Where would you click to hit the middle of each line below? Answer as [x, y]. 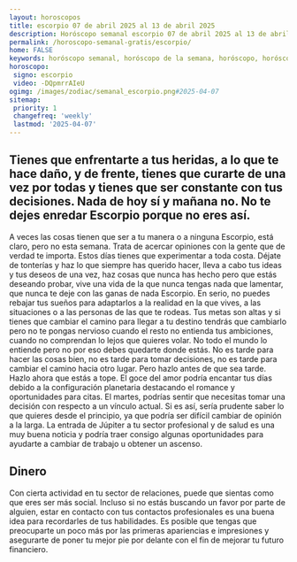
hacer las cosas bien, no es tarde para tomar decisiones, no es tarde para [143, 358]
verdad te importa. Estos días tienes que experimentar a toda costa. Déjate [145, 255]
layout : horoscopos [45, 17]
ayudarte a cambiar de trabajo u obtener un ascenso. [106, 443]
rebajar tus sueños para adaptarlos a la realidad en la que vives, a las [135, 303]
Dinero [28, 471]
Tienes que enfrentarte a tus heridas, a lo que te [144, 160]
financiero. [29, 549]
